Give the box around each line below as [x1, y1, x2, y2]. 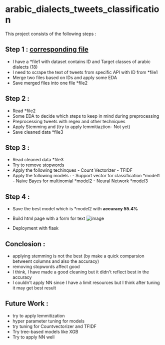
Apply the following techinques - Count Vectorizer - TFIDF [12, 167, 132, 173]
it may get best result [12, 285, 56, 291]
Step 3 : [5, 143, 30, 152]
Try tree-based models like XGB [12, 328, 78, 334]
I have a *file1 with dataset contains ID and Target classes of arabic [12, 59, 151, 65]
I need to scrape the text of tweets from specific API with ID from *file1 [12, 69, 158, 75]
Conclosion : [5, 239, 45, 248]
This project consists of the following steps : [5, 31, 96, 37]
